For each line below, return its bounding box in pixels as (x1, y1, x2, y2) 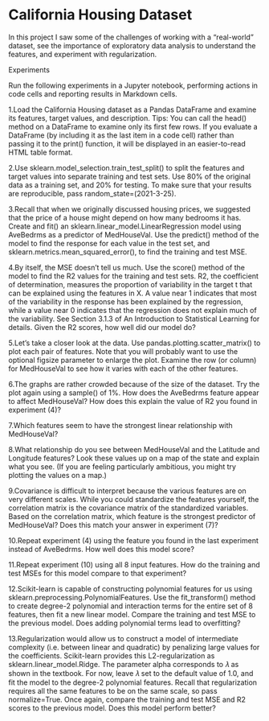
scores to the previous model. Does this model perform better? (8, 702, 217, 713)
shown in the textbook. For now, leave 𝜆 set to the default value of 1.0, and (8, 668, 254, 678)
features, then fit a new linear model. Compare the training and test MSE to (8, 609, 256, 619)
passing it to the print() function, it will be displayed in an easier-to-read (8, 138, 247, 148)
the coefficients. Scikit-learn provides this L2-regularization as (8, 650, 215, 661)
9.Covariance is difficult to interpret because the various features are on (8, 485, 247, 496)
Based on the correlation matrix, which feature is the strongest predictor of (8, 511, 256, 521)
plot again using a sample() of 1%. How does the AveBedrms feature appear (8, 388, 259, 398)
